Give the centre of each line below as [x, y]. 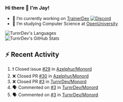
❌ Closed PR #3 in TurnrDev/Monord [49, 82]
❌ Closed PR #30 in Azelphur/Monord [50, 76]
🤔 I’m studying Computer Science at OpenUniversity [65, 24]
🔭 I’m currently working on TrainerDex [51, 19]
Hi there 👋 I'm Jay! [28, 8]
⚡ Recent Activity [32, 54]
